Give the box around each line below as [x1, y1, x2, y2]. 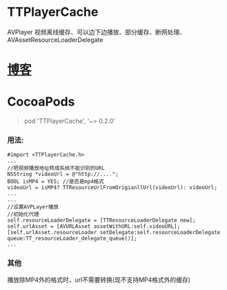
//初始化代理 [7, 211, 39, 218]
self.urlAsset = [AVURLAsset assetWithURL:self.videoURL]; [7, 223, 181, 230]
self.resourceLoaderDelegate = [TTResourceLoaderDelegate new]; [7, 217, 196, 224]
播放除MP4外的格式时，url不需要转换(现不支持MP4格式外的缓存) [7, 275, 191, 284]
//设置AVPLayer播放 [7, 204, 59, 211]
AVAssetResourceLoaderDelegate [7, 35, 103, 43]
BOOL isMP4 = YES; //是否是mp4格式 [7, 178, 105, 185]
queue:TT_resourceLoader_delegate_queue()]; [7, 235, 137, 242]
